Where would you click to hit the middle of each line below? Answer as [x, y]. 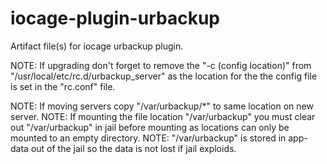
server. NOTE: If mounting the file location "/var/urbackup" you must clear [163, 116]
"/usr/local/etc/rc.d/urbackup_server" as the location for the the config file [164, 76]
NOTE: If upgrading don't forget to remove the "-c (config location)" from [161, 65]
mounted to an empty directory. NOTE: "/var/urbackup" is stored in [148, 138]
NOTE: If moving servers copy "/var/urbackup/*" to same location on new [162, 106]
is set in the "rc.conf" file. [63, 86]
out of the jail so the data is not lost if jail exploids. [133, 148]
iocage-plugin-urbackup [115, 18]
